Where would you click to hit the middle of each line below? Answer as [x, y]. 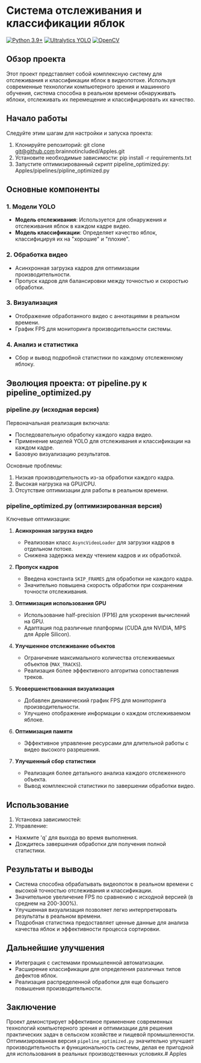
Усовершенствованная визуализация [65, 689]
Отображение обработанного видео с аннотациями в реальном [97, 316]
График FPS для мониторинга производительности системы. [94, 329]
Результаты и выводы [50, 869]
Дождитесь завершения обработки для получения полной [91, 844]
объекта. [35, 779]
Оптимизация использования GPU [60, 603]
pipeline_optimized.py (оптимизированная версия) [84, 505]
